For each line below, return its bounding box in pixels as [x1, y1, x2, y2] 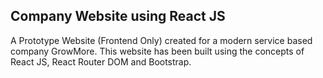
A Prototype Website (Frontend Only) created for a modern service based [10, 34, 313, 46]
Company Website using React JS [10, 8, 226, 25]
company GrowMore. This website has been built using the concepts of [10, 45, 305, 57]
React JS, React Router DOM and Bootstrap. [10, 55, 192, 68]
